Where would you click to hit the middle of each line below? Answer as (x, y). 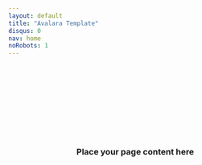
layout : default (35, 16)
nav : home (25, 38)
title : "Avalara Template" (54, 23)
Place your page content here (135, 152)
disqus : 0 (25, 31)
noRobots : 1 (28, 46)
